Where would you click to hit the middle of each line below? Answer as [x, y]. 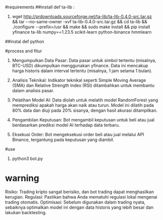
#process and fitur [24, 51]
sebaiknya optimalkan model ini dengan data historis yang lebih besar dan [79, 207]
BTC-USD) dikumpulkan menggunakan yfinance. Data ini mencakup [80, 66]
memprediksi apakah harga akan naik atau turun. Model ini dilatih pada [83, 105]
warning [22, 178]
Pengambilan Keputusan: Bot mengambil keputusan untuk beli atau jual [83, 120]
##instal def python [25, 41]
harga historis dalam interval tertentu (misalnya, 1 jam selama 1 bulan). [82, 71]
